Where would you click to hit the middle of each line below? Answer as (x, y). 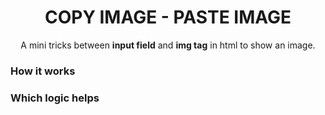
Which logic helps (55, 98)
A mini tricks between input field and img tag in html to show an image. (168, 45)
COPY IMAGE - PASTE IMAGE (168, 17)
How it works (43, 71)
